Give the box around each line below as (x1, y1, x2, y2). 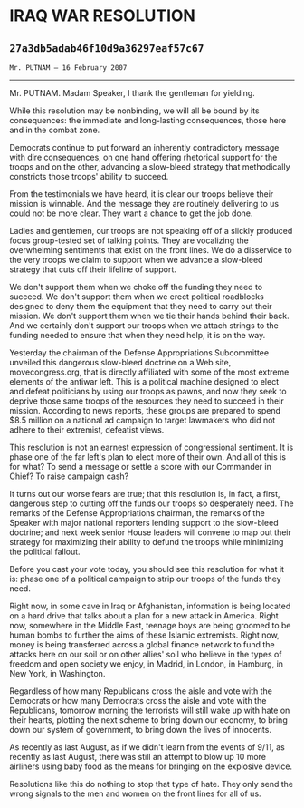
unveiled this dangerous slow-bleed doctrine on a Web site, (9, 357, 232, 367)
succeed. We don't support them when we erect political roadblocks (9, 291, 264, 302)
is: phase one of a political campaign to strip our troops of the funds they (9, 573, 282, 584)
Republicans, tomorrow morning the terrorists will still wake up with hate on (9, 705, 290, 716)
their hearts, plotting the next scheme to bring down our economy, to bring (9, 715, 288, 725)
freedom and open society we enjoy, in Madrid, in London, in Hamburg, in (9, 658, 283, 669)
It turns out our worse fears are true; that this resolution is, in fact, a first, (9, 489, 280, 499)
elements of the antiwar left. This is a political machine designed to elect (9, 376, 279, 386)
